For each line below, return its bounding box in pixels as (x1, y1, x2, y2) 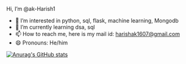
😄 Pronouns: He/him (15, 39, 68, 46)
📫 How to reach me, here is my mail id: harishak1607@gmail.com (15, 30, 180, 37)
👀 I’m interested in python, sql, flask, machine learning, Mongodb (15, 17, 179, 24)
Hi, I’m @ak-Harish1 (6, 5, 55, 12)
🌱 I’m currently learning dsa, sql (15, 24, 95, 30)
